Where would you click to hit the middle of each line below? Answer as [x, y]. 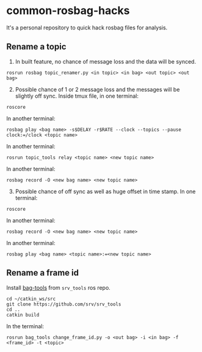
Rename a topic [36, 47]
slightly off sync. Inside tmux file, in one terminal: [77, 96]
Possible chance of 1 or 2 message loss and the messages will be [97, 89]
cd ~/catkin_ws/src [31, 299]
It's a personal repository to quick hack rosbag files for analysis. [87, 28]
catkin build [23, 315]
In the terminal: [25, 326]
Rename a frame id [43, 273]
